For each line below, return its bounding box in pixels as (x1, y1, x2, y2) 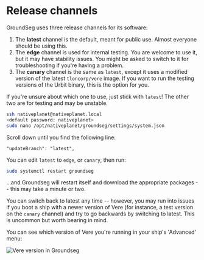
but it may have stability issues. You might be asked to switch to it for (15, 55, 189, 62)
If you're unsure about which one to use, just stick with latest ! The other (6, 93, 189, 100)
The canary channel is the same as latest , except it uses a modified (15, 68, 188, 75)
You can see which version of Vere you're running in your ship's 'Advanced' (6, 228, 197, 236)
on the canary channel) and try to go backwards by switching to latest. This (6, 210, 195, 217)
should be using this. (15, 42, 68, 49)
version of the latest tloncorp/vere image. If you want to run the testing (15, 74, 195, 82)
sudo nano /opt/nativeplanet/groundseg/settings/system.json (6, 123, 165, 129)
